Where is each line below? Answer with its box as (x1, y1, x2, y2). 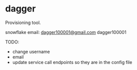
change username (12, 48, 50, 54)
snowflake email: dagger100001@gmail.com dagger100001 (5, 29, 126, 35)
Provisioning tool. (5, 19, 41, 25)
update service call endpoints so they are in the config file (12, 59, 132, 65)
